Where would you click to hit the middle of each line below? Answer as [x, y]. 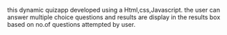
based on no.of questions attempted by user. [72, 24]
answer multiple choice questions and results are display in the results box [114, 17]
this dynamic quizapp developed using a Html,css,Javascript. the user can [114, 10]
